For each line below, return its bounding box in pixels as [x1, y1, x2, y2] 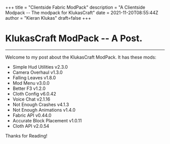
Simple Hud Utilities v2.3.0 [12, 64, 68, 70]
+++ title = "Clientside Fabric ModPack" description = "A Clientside [5, 5, 146, 10]
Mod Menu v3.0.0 [12, 80, 50, 86]
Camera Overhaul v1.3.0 [12, 69, 63, 75]
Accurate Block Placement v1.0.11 [12, 117, 82, 123]
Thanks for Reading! [5, 132, 48, 138]
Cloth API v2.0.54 [12, 123, 50, 129]
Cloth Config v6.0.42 [12, 90, 57, 97]
